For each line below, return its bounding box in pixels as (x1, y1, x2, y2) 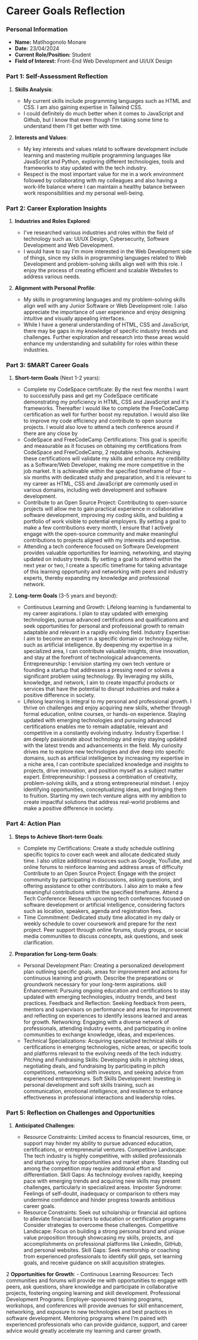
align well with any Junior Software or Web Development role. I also (23, 302, 187, 309)
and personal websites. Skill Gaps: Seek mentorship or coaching (23, 1247, 180, 1254)
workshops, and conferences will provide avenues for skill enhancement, (6, 1302, 184, 1309)
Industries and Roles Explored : (14, 218, 91, 225)
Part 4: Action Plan (6, 819, 61, 828)
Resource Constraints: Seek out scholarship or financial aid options (23, 1209, 187, 1216)
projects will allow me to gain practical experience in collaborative (23, 505, 184, 512)
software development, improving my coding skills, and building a (23, 512, 183, 519)
